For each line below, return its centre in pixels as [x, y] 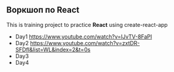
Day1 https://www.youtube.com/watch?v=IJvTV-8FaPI [84, 37]
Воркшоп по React [43, 10]
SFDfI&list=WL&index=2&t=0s [53, 49]
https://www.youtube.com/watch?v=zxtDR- [85, 43]
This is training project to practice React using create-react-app [87, 24]
